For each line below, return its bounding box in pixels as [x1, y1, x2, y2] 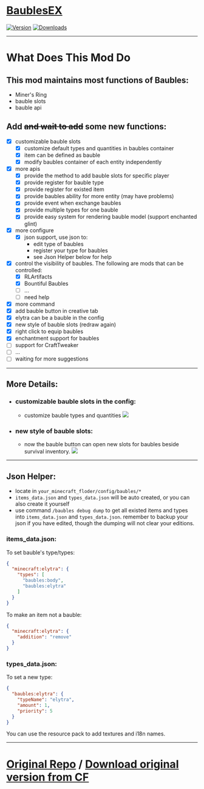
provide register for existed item [24, 186, 104, 193]
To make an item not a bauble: [6, 611, 82, 618]
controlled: [15, 266, 42, 274]
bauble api [15, 104, 42, 111]
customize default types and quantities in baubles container [24, 144, 174, 152]
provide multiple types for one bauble [24, 206, 118, 213]
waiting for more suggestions [15, 355, 89, 362]
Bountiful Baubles [24, 280, 69, 287]
